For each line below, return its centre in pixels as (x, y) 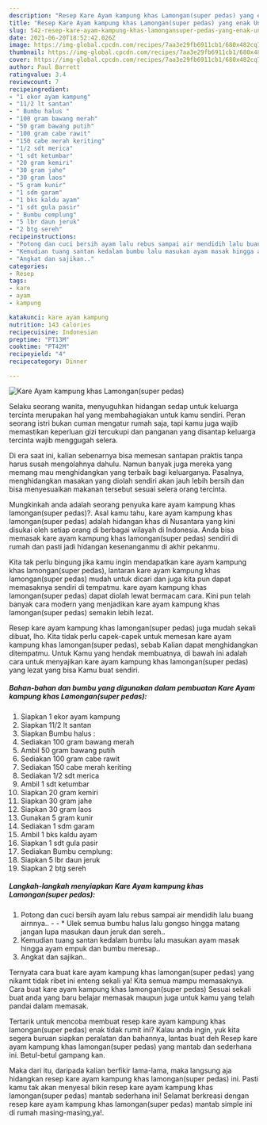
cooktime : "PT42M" (39, 347)
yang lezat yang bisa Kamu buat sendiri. (74, 670)
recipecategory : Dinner (48, 362)
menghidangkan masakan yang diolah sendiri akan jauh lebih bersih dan (127, 480)
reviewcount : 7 (34, 82)
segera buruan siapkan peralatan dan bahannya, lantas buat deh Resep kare (133, 1038)
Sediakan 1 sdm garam (57, 826)
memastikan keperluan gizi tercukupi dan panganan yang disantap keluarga (132, 431)
